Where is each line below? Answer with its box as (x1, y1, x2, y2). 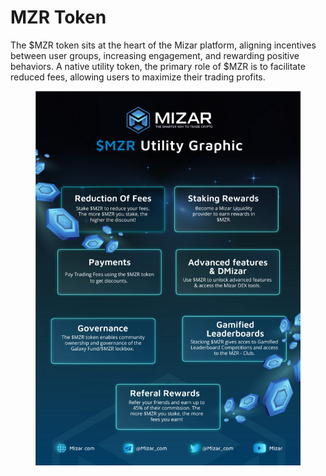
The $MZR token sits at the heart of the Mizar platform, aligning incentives (10, 39, 317, 51)
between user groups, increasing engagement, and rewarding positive (10, 49, 300, 61)
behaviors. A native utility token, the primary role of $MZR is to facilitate (10, 60, 306, 72)
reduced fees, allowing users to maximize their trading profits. (10, 71, 266, 83)
